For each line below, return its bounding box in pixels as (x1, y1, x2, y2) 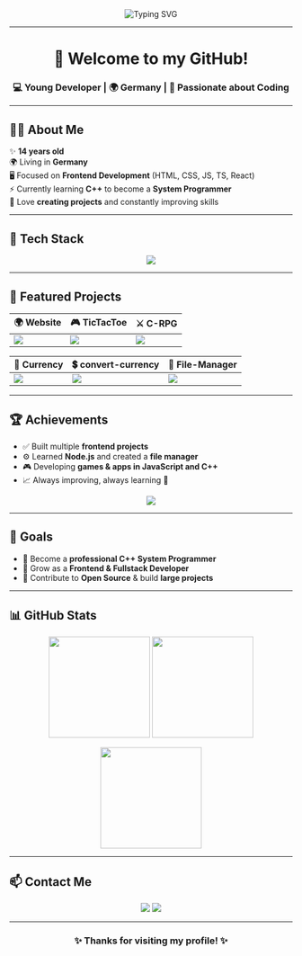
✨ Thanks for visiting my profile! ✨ (74, 934, 228, 947)
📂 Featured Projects (9, 289, 122, 304)
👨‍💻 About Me (9, 121, 84, 138)
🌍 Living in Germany (9, 156, 88, 167)
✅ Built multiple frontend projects (22, 441, 149, 451)
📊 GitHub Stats (9, 607, 97, 623)
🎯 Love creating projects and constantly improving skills (9, 197, 219, 208)
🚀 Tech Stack (9, 231, 84, 246)
